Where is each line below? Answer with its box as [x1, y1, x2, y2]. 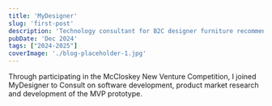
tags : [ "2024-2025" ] [8, 42, 79, 50]
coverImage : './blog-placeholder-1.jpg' [8, 49, 147, 57]
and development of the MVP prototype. [8, 89, 143, 98]
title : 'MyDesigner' [8, 11, 79, 20]
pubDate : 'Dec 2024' [8, 34, 79, 43]
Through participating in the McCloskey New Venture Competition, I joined [8, 72, 257, 81]
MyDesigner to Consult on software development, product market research [8, 80, 259, 90]
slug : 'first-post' [8, 19, 74, 28]
